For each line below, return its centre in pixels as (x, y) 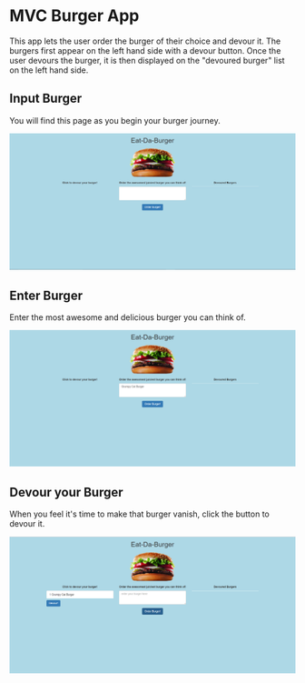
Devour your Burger (67, 492)
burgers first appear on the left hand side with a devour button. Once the (145, 50)
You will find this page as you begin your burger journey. (115, 120)
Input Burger (46, 99)
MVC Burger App (74, 16)
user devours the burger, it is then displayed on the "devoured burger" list (147, 60)
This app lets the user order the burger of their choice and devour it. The (145, 41)
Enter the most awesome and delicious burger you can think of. (128, 317)
